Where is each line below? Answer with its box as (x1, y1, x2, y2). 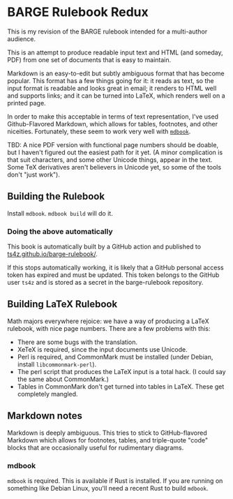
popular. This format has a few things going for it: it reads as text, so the (7, 76, 214, 84)
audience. (7, 34, 36, 43)
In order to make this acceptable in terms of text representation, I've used (7, 112, 218, 121)
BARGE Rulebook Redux (7, 4, 149, 20)
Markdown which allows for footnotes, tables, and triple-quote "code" (7, 435, 208, 444)
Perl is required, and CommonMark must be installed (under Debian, (17, 352, 213, 361)
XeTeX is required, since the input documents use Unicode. (17, 345, 188, 353)
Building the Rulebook (7, 191, 105, 202)
